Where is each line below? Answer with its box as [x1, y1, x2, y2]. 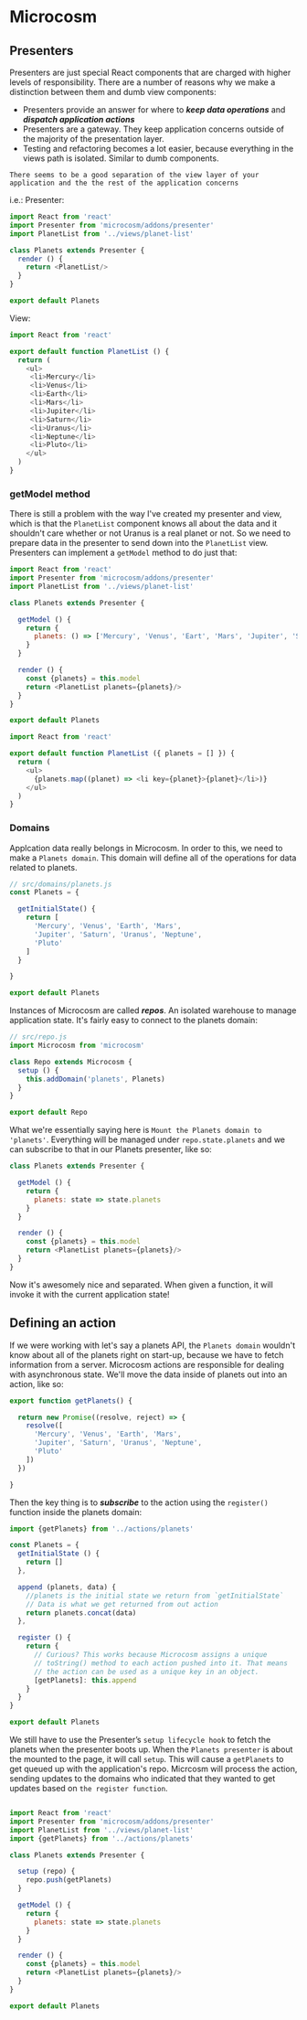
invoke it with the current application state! [9, 1288, 171, 1299]
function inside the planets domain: [9, 1506, 143, 1517]
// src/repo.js [9, 1032, 68, 1042]
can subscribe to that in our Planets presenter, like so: [9, 1144, 212, 1155]
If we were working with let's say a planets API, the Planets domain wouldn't [9, 1340, 295, 1351]
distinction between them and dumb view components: [9, 87, 217, 97]
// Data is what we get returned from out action [26, 1599, 219, 1609]
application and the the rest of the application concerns [9, 178, 239, 187]
